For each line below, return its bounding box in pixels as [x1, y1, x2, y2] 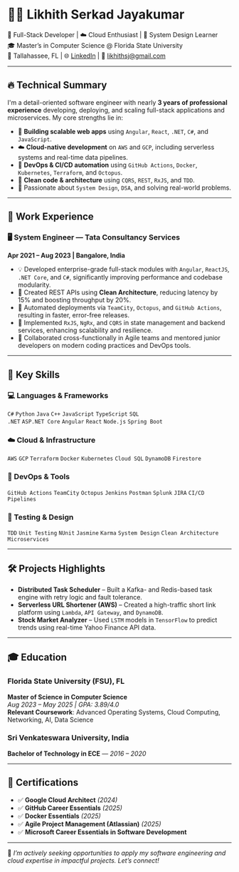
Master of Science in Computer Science [7, 692, 128, 701]
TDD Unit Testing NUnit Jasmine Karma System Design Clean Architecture [7, 530, 219, 537]
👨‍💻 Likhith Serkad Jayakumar [7, 6, 185, 23]
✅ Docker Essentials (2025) [17, 811, 101, 820]
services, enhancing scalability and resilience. [17, 326, 153, 334]
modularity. [17, 281, 51, 289]
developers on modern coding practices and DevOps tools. [17, 342, 191, 350]
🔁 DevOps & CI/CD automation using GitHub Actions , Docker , [17, 160, 198, 169]
